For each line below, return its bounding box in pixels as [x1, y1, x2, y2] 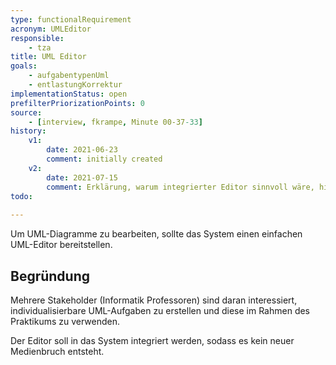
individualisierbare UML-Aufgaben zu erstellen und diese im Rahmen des [10, 304, 311, 316]
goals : [10, 61, 38, 71]
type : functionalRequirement [10, 14, 132, 25]
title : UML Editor [10, 52, 87, 62]
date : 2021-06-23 [46, 145, 118, 155]
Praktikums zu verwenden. [10, 315, 121, 327]
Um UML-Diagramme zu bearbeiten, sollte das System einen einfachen [10, 228, 303, 240]
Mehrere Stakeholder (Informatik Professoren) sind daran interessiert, [10, 294, 298, 306]
